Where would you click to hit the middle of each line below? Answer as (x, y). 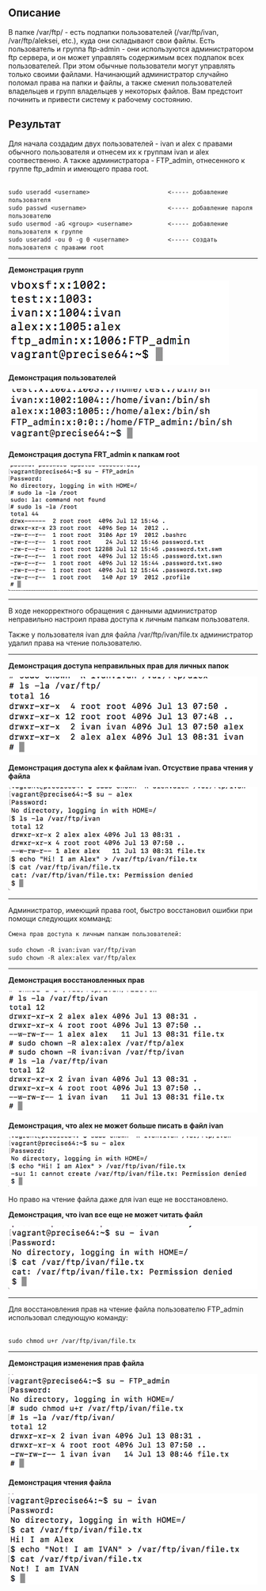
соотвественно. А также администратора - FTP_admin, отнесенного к (127, 160)
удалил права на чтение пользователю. (75, 643)
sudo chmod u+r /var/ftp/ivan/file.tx (72, 1342)
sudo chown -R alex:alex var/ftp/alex (72, 957)
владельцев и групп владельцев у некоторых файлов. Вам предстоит (125, 91)
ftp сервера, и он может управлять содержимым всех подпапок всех (126, 57)
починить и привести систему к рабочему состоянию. (100, 99)
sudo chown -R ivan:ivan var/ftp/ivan (72, 950)
